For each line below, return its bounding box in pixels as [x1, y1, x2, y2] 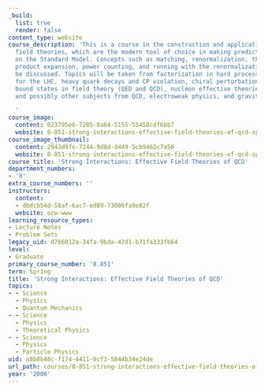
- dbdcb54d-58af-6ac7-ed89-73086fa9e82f [15, 202, 150, 210]
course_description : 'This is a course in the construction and [8, 41, 224, 49]
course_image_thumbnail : [8, 136, 90, 143]
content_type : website [8, 33, 83, 42]
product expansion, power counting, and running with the [15, 63, 211, 71]
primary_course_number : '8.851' [8, 260, 114, 268]
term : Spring [8, 267, 51, 276]
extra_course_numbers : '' [8, 180, 93, 188]
